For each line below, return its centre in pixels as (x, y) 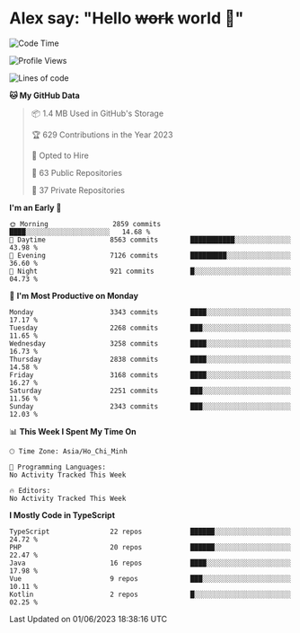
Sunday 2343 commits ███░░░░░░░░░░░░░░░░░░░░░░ (150, 406)
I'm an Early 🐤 (35, 207)
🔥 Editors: (30, 490)
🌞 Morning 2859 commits (85, 224)
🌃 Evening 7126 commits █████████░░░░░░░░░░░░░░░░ (150, 255)
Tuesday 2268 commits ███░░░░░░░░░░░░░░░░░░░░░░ (150, 328)
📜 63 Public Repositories (77, 172)
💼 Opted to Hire (60, 155)
